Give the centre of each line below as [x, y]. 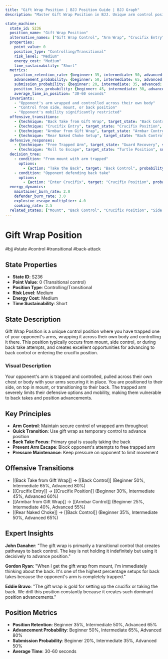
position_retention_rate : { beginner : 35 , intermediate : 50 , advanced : [89, 75]
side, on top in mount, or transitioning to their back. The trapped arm [76, 387]
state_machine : [21, 24]
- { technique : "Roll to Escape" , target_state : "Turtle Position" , [86, 150]
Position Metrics [31, 613]
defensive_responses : [32, 140]
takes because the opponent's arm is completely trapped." [65, 576]
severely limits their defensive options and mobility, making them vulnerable [83, 392]
